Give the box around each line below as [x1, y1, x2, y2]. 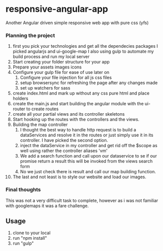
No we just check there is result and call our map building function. [20, 169, 156, 175]
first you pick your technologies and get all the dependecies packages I [12, 43, 158, 49]
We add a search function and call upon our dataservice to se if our [20, 153, 157, 159]
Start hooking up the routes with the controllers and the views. [12, 117, 140, 123]
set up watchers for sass [20, 85, 70, 91]
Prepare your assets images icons [12, 64, 82, 70]
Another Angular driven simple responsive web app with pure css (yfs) [5, 20, 149, 26]
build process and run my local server [12, 54, 90, 60]
